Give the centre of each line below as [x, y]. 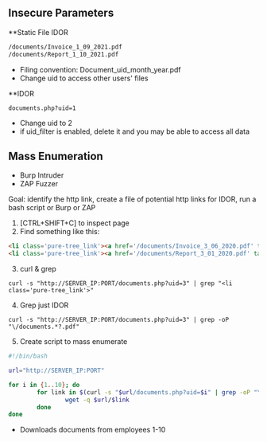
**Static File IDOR [39, 32]
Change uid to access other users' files [84, 78]
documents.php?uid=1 [43, 108]
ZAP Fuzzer [39, 184]
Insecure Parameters [61, 13]
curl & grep [38, 269]
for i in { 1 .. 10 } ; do [44, 385]
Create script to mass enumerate [74, 342]
